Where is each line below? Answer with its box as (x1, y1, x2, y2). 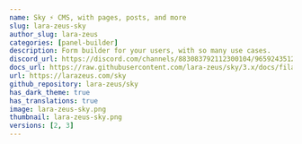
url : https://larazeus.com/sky (9, 72, 127, 80)
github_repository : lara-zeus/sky (9, 80, 139, 89)
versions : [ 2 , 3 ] (9, 122, 75, 131)
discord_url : (9, 55, 58, 64)
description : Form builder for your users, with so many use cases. (9, 47, 271, 55)
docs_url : (9, 64, 47, 72)
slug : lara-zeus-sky (9, 21, 87, 30)
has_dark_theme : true (9, 88, 91, 97)
